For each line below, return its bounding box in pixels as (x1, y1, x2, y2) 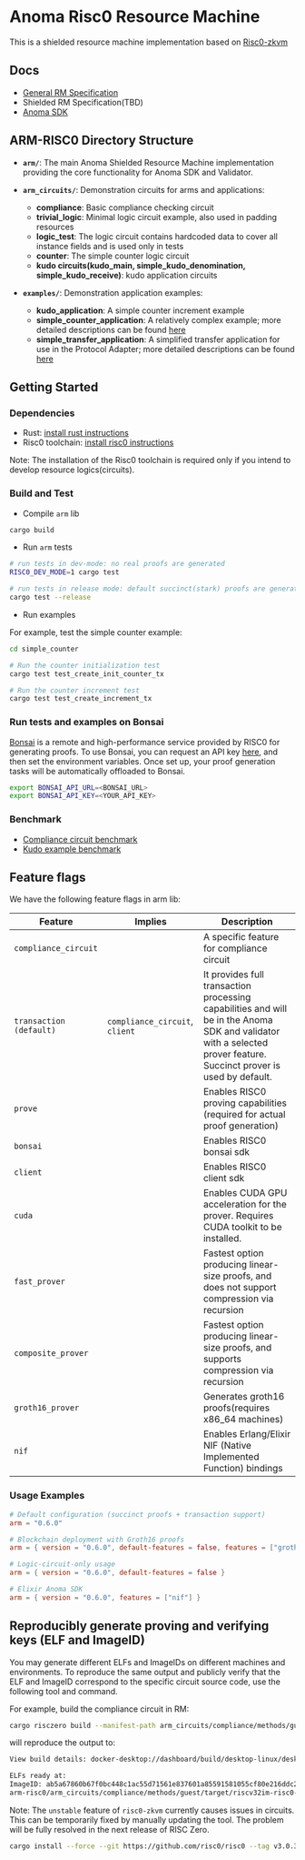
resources (35, 221, 74, 232)
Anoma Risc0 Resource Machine (9, 6, 261, 27)
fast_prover (14, 1277, 66, 1287)
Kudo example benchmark (22, 844, 122, 854)
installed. (202, 1232, 242, 1245)
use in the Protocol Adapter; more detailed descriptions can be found (35, 343, 295, 354)
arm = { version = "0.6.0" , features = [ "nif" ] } (9, 1592, 202, 1602)
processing (202, 991, 251, 1004)
